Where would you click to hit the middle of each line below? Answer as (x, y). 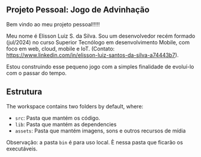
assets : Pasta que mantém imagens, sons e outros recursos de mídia (100, 131)
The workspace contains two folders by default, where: (75, 106)
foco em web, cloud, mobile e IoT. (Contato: (60, 49)
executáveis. (22, 149)
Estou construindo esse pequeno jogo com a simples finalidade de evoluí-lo (100, 67)
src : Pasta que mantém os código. (57, 118)
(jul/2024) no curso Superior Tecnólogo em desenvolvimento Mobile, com (98, 42)
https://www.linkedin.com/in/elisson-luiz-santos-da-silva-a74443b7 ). (93, 55)
